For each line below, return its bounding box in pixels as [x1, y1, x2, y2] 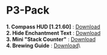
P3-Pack [6, 4, 50, 17]
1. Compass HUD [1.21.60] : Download [6, 23, 100, 30]
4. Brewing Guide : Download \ [6, 42, 81, 49]
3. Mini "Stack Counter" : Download [6, 35, 96, 43]
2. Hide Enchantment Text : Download [6, 29, 101, 36]
